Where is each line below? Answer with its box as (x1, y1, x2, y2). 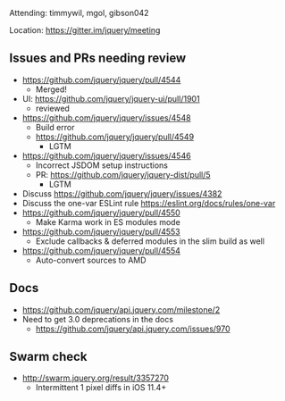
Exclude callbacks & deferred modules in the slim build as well (35, 236, 265, 246)
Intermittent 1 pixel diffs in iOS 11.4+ (35, 382, 167, 393)
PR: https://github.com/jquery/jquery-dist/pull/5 (35, 169, 212, 180)
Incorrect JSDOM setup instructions (35, 160, 168, 171)
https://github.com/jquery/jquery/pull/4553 (21, 226, 180, 237)
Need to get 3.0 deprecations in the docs (21, 313, 174, 324)
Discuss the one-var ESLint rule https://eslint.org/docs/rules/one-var (21, 197, 276, 208)
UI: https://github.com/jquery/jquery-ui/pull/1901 (21, 93, 200, 104)
